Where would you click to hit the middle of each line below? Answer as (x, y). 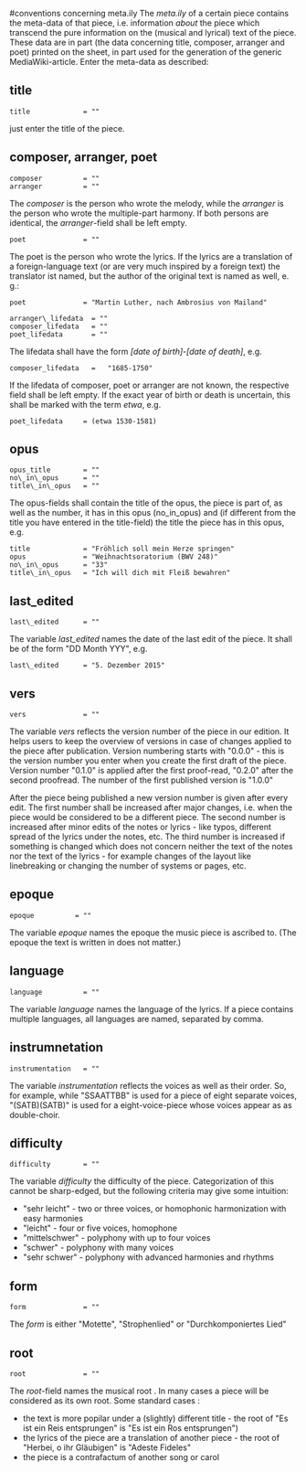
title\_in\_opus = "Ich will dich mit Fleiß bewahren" (120, 573)
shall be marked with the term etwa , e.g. (85, 404)
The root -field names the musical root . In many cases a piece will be (139, 1391)
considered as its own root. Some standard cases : (105, 1400)
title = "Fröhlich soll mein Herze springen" (122, 549)
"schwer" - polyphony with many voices (98, 1248)
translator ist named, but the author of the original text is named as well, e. (149, 276)
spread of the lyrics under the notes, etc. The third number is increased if (148, 837)
